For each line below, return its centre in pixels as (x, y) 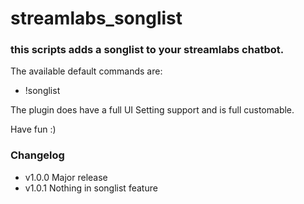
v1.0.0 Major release (66, 177)
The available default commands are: (86, 71)
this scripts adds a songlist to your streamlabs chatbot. (147, 50)
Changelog (37, 155)
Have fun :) (33, 129)
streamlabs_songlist (96, 18)
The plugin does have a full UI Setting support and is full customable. (152, 110)
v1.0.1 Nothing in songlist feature (91, 188)
